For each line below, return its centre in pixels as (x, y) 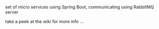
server (12, 12)
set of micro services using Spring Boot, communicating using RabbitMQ (79, 7)
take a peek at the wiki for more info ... (44, 22)
